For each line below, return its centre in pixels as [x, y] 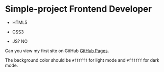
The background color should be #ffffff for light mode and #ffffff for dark [82, 60]
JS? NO [20, 41]
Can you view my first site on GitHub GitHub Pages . [57, 51]
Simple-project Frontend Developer [79, 9]
